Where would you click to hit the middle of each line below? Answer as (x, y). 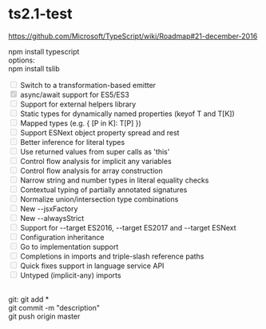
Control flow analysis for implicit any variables (95, 161)
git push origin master (44, 316)
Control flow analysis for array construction (91, 171)
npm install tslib (34, 68)
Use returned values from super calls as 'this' (95, 151)
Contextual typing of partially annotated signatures (103, 190)
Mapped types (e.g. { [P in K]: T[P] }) (80, 123)
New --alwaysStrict (52, 218)
